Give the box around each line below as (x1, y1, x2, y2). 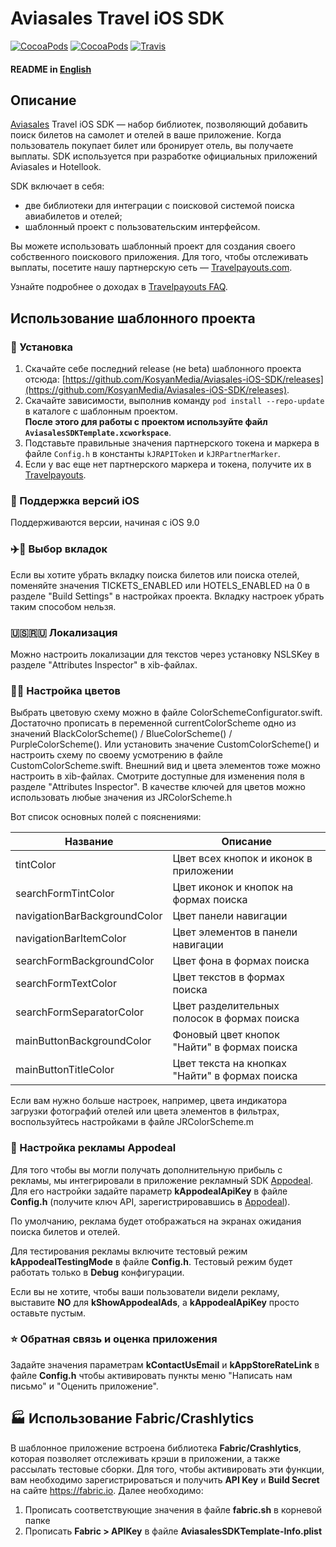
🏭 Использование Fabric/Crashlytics (10, 1410, 255, 1427)
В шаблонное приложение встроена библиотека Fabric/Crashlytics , (10, 1442, 302, 1454)
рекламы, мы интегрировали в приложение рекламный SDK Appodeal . (10, 1174, 313, 1186)
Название (64, 835, 114, 849)
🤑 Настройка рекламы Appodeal (10, 1141, 177, 1155)
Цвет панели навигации (172, 909, 288, 923)
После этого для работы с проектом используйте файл (24, 416, 268, 428)
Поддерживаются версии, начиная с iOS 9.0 (10, 517, 200, 529)
